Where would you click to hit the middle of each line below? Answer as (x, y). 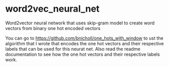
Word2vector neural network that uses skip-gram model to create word (80, 23)
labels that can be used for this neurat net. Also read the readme (73, 49)
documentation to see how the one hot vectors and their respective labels (83, 54)
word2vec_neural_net (52, 9)
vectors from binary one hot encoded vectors (53, 28)
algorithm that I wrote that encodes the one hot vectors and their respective (84, 43)
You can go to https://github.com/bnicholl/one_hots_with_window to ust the (84, 38)
